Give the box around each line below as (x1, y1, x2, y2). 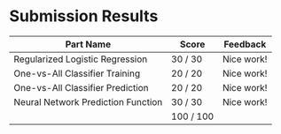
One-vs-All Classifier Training (13, 67, 140, 79)
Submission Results (9, 6, 159, 26)
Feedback (223, 38, 267, 50)
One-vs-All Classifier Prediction (13, 81, 149, 93)
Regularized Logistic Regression (13, 53, 148, 65)
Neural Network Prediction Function (13, 95, 163, 108)
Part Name (65, 38, 112, 50)
